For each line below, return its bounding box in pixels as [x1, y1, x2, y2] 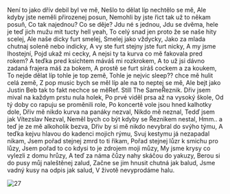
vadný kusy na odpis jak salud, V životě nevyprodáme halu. [7, 166, 175, 174]
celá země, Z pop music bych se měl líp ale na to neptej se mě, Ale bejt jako [7, 79, 221, 86]
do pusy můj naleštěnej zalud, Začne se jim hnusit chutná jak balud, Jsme [7, 159, 216, 167]
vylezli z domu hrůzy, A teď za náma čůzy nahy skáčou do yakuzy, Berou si [7, 151, 220, 160]
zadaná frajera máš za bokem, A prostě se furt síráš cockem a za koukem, [7, 64, 217, 72]
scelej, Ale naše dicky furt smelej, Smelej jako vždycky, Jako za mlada [7, 35, 206, 43]
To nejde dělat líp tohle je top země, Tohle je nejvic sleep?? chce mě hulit [7, 71, 214, 80]
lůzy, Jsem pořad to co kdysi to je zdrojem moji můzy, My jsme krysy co [7, 144, 211, 152]
